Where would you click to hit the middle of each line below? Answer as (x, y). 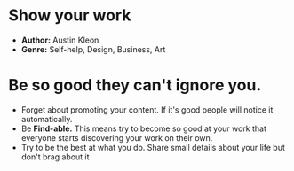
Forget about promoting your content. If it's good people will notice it (147, 109)
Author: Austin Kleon (60, 40)
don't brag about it (55, 157)
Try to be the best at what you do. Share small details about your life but (153, 147)
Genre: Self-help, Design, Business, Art (93, 49)
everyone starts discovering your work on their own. (117, 137)
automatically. (47, 119)
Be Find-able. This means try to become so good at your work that (144, 128)
